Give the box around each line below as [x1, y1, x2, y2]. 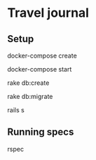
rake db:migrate [7, 93, 53, 100]
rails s [7, 106, 25, 114]
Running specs [7, 126, 74, 138]
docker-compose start [7, 65, 72, 73]
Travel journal [7, 5, 90, 21]
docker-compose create [7, 51, 77, 60]
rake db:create [7, 79, 50, 87]
